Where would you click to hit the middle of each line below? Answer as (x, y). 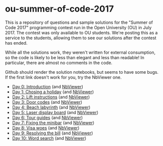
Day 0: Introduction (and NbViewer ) (48, 86)
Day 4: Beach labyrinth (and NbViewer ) (51, 107)
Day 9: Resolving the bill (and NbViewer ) (53, 133)
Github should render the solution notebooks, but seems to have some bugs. (82, 72)
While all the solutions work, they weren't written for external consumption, (80, 52)
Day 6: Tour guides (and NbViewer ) (47, 117)
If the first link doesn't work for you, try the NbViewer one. (63, 77)
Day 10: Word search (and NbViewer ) (49, 138)
